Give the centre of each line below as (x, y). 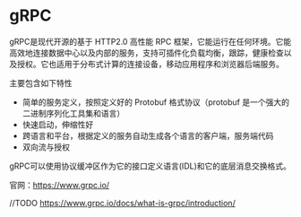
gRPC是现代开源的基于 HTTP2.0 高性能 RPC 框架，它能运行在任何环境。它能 (150, 41)
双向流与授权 (46, 147)
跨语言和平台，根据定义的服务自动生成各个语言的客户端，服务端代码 (148, 135)
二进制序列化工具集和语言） (73, 113)
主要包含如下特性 (41, 82)
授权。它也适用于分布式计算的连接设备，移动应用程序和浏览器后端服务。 (150, 64)
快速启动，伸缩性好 (58, 124)
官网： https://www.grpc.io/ (60, 185)
